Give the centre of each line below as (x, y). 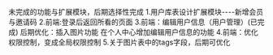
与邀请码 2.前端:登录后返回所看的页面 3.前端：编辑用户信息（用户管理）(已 (133, 22)
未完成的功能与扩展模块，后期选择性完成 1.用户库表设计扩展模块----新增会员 (136, 12)
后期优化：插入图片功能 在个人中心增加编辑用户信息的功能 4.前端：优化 (139, 32)
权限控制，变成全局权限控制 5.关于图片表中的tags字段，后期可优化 (119, 42)
